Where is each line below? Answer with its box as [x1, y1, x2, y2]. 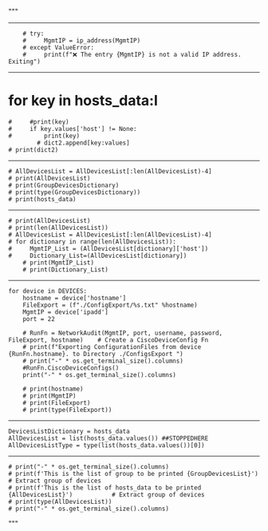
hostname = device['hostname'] [22, 294, 127, 302]
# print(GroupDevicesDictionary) [8, 181, 120, 189]
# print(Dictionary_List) [22, 265, 109, 274]
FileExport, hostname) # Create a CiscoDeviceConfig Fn [8, 335, 209, 344]
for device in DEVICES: [8, 287, 88, 295]
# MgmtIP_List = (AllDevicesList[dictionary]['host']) [8, 244, 209, 252]
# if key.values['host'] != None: [8, 125, 137, 133]
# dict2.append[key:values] [37, 139, 130, 147]
